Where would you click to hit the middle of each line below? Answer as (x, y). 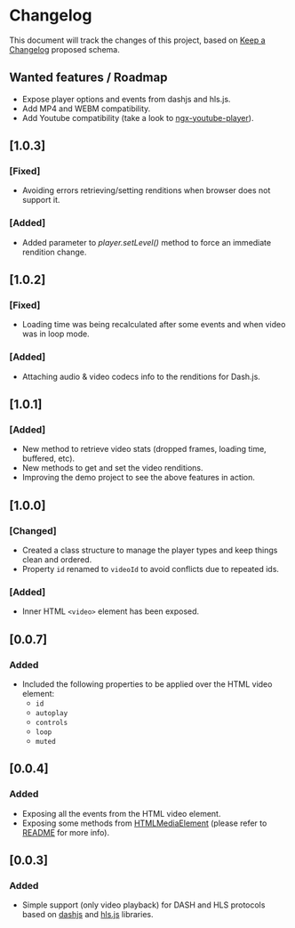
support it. (41, 200)
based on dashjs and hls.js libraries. (88, 915)
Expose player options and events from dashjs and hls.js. (126, 99)
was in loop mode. (56, 334)
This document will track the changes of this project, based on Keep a (137, 40)
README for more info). (65, 832)
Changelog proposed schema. (64, 49)
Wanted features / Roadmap (88, 78)
